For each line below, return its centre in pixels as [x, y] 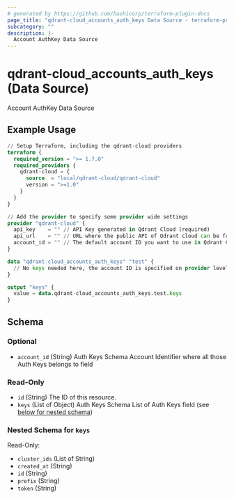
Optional [22, 342]
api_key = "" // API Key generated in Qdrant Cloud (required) [112, 230]
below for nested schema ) [55, 412]
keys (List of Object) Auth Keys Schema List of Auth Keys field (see [113, 405]
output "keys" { [31, 287]
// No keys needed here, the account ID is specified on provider [112, 268]
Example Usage [42, 130]
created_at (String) [45, 466]
